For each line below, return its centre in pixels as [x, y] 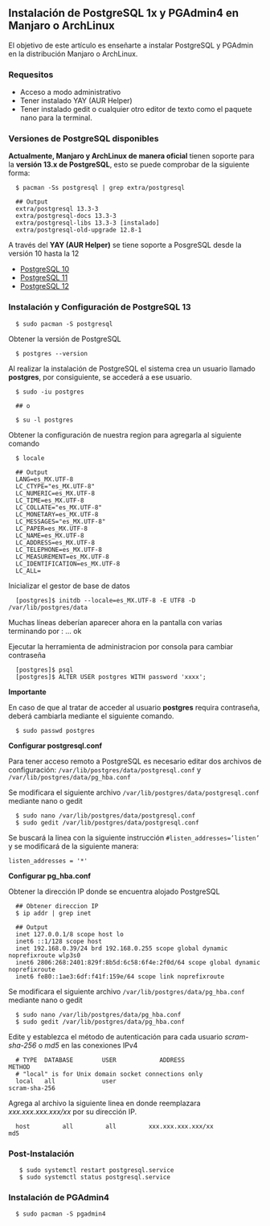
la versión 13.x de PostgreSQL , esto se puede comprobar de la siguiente [129, 165]
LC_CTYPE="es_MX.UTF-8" [55, 486]
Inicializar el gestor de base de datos [69, 586]
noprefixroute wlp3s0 [45, 955]
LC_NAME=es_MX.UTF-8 [50, 535]
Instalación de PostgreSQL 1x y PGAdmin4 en [124, 13]
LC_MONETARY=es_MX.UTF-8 [57, 514]
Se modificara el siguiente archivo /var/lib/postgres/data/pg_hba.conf [127, 991]
